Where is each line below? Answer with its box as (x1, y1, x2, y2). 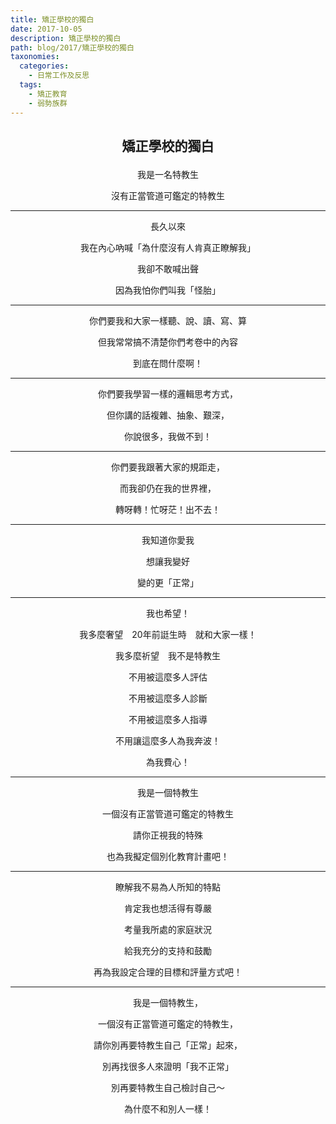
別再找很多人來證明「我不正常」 (102, 1060, 234, 1072)
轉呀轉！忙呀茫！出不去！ (115, 503, 221, 515)
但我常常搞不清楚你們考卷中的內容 (98, 336, 238, 348)
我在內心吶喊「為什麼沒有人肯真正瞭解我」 (80, 241, 256, 253)
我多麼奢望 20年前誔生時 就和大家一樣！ (79, 628, 257, 640)
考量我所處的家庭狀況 (124, 923, 212, 935)
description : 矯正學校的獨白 (10, 33, 122, 43)
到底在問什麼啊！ (133, 357, 203, 369)
